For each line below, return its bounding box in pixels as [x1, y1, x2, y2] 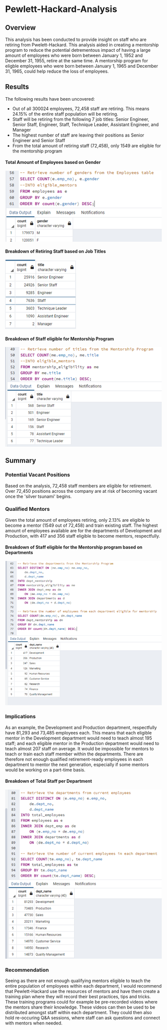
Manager [12, 127, 31, 133]
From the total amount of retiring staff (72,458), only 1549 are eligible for [12, 143, 162, 148]
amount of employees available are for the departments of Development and [5, 527, 162, 534]
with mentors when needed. [5, 1020, 63, 1026]
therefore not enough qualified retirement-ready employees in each [5, 756, 143, 762]
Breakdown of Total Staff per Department [5, 778, 92, 784]
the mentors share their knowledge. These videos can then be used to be [5, 1004, 156, 1010]
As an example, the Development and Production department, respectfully [5, 724, 157, 731]
